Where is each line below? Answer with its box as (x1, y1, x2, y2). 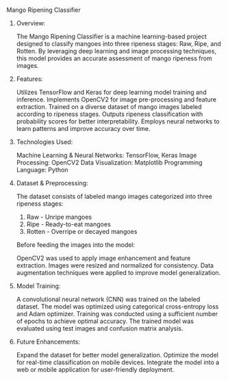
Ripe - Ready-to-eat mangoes (26, 220, 111, 228)
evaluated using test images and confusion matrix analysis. (16, 324, 183, 332)
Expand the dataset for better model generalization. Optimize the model (16, 351, 218, 359)
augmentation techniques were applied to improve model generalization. (16, 269, 221, 276)
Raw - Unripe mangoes (26, 213, 92, 221)
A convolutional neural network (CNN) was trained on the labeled (16, 295, 201, 303)
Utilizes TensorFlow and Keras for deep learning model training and (16, 88, 207, 96)
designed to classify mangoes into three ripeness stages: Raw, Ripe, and (16, 40, 222, 47)
